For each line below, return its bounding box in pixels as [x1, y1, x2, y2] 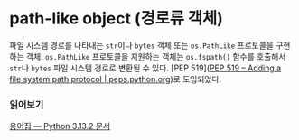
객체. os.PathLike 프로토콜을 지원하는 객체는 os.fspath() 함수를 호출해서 [25, 51, 286, 61]
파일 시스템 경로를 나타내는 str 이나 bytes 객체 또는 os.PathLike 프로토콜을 [9, 40, 274, 51]
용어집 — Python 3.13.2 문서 [9, 121, 111, 132]
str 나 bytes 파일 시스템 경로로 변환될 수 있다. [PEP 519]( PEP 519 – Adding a [9, 62, 282, 73]
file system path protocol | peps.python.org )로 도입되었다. [9, 73, 222, 84]
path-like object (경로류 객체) [9, 8, 224, 29]
